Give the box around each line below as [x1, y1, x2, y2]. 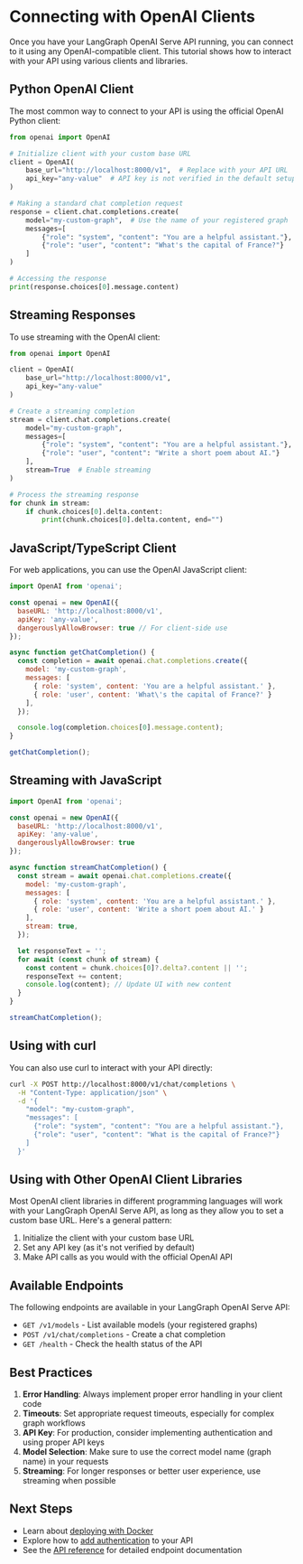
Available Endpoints [9, 1278, 124, 1293]
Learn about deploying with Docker [22, 1525, 154, 1536]
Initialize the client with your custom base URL [22, 1232, 195, 1243]
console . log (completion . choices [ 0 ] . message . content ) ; [17, 723, 224, 733]
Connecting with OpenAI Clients [9, 6, 255, 27]
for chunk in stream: [9, 499, 91, 508]
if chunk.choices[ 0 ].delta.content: [25, 507, 164, 516]
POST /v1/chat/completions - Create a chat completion [22, 1329, 225, 1340]
